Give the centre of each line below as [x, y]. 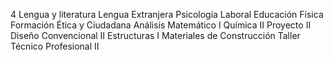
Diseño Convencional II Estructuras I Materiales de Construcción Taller [155, 35]
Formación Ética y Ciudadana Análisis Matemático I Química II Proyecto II [161, 25]
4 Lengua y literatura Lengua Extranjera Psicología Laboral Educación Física [167, 14]
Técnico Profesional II [55, 46]
